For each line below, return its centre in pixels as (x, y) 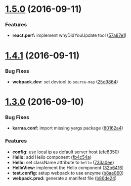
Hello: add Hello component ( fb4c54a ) (52, 157)
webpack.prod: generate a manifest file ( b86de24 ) (65, 178)
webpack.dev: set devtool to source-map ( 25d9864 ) (65, 82)
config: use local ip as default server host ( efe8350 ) (66, 152)
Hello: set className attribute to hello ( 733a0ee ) (63, 162)
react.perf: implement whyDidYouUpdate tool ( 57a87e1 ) (69, 35)
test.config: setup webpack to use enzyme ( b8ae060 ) (68, 173)
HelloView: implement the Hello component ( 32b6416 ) (68, 168)
